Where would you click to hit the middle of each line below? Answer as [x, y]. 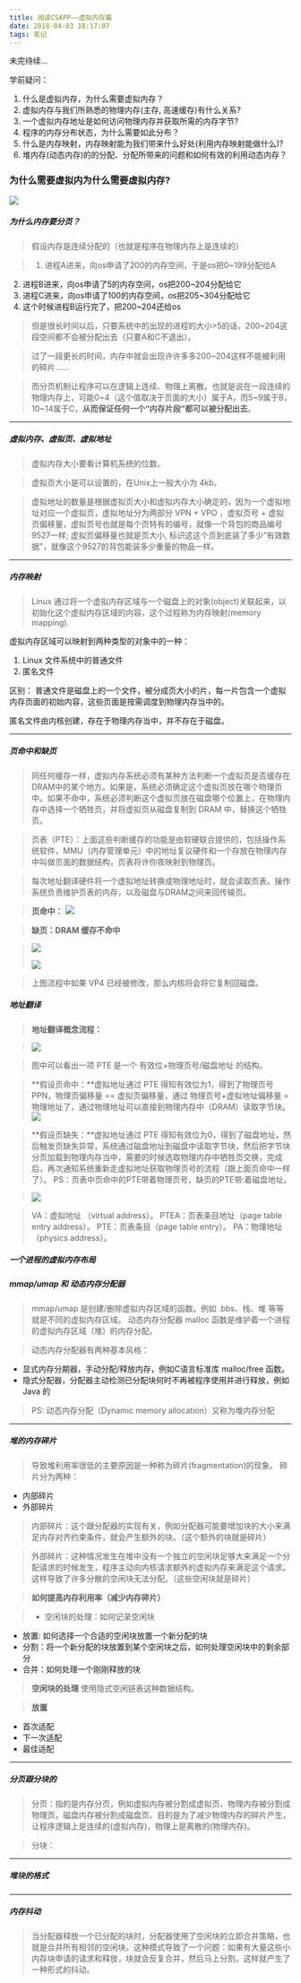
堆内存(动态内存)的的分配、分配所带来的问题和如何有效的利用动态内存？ [155, 155]
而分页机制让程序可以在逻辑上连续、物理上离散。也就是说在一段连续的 [161, 385]
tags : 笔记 [28, 34]
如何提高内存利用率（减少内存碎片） [98, 1598]
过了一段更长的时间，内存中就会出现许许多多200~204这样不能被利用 [159, 356]
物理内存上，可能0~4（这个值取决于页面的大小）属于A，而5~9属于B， [162, 397]
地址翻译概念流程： [67, 1029]
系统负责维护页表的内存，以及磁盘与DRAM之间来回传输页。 [141, 892]
